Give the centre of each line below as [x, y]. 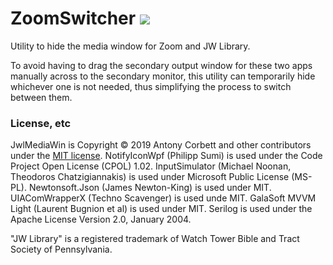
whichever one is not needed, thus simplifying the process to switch [151, 86]
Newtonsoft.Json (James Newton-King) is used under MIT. [150, 188]
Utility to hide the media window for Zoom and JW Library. [130, 46]
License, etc [41, 123]
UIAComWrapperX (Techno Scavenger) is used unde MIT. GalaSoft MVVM [163, 198]
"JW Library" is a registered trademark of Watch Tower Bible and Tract [155, 239]
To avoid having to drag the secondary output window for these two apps [161, 65]
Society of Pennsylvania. [61, 249]
